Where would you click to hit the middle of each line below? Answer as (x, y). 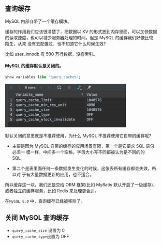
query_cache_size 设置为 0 (38, 230)
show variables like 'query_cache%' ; (43, 77)
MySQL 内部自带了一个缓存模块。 (38, 21)
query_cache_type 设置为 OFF (40, 236)
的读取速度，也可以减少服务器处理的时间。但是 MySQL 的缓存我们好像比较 (79, 37)
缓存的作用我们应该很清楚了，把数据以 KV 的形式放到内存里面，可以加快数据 (81, 31)
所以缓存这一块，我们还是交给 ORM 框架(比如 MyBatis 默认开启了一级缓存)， (81, 184)
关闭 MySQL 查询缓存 (37, 218)
